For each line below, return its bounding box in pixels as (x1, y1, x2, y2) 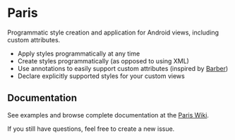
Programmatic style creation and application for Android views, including (7, 28, 219, 37)
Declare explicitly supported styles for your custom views (17, 72, 185, 80)
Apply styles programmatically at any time (17, 49, 140, 58)
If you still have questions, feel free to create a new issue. (7, 125, 175, 133)
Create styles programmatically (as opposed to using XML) (17, 56, 189, 65)
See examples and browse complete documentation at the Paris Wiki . (7, 110, 210, 119)
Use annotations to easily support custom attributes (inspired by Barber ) (17, 64, 229, 72)
